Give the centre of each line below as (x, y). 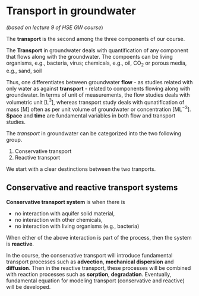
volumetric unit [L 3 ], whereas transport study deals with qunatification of (95, 101)
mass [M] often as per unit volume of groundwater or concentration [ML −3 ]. (99, 109)
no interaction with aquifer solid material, (65, 213)
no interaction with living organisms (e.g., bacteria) (77, 226)
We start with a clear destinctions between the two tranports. (81, 169)
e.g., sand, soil (24, 71)
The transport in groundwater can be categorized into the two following (94, 133)
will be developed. (29, 287)
